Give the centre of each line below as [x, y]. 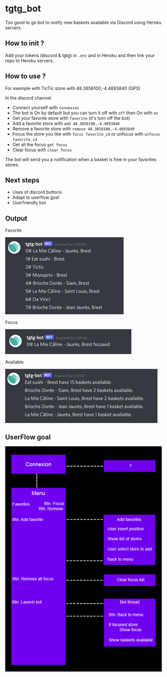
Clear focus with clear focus [42, 150]
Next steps [22, 180]
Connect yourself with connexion [46, 107]
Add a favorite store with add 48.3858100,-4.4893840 [66, 123]
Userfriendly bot [29, 203]
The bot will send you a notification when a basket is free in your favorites [81, 159]
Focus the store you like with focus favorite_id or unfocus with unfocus [86, 134]
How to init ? [25, 43]
